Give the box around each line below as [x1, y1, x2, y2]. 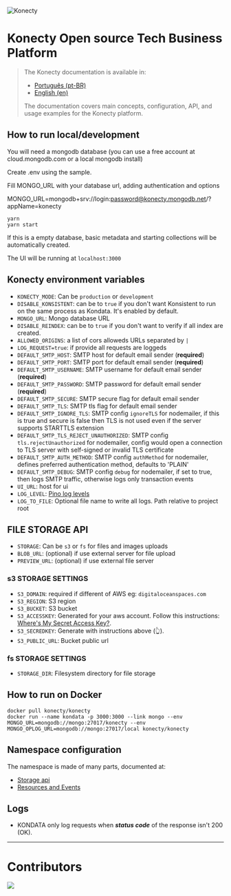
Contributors [7, 859, 82, 875]
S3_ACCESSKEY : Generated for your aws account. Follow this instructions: [16, 611, 220, 620]
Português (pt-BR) [34, 81, 87, 89]
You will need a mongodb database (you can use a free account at [7, 147, 195, 155]
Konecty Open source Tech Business [7, 31, 223, 46]
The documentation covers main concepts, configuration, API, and [23, 102, 212, 110]
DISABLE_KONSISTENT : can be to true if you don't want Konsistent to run [16, 299, 217, 307]
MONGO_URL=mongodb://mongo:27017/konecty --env [7, 719, 146, 726]
